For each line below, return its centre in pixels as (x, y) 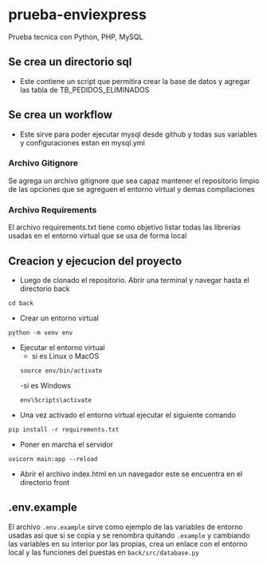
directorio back (45, 288)
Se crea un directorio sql (70, 62)
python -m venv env (41, 332)
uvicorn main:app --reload (53, 459)
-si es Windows (45, 385)
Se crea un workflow (61, 115)
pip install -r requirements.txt (64, 429)
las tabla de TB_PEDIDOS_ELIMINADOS (84, 90)
